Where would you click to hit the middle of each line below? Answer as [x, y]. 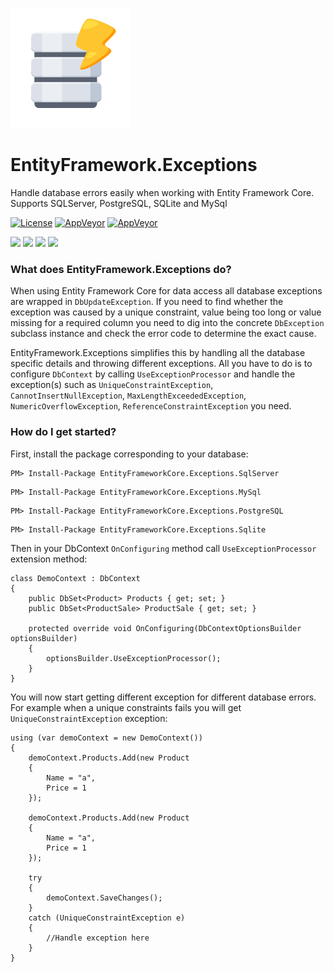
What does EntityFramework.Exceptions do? [121, 269]
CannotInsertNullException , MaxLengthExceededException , [128, 395]
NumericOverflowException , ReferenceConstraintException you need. [151, 406]
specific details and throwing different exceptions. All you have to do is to [161, 364]
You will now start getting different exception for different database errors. [163, 697]
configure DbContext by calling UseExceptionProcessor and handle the [153, 374]
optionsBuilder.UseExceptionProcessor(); [134, 658]
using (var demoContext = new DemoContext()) [106, 738]
